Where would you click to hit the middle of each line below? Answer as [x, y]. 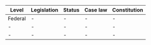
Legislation [45, 10]
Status [71, 10]
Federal [17, 18]
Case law [96, 10]
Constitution [128, 10]
